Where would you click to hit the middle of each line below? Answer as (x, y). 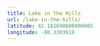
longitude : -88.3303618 (41, 32)
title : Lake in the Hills (44, 13)
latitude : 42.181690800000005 (50, 26)
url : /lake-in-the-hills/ (44, 20)
